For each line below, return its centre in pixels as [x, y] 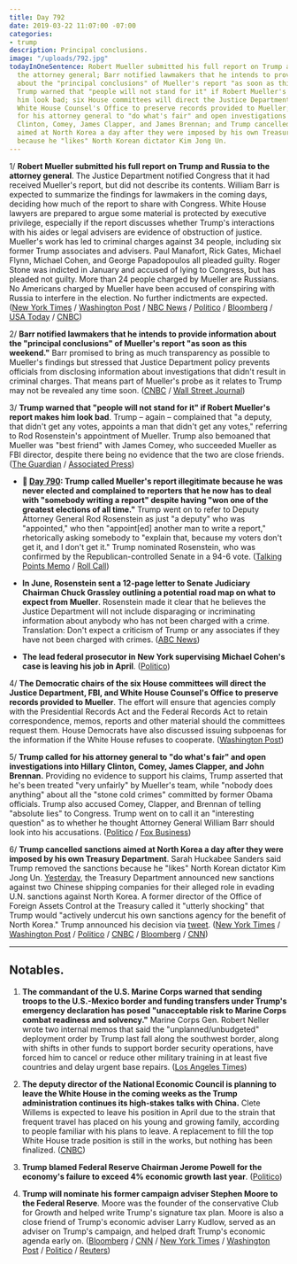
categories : [31, 34]
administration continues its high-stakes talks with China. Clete [141, 1103]
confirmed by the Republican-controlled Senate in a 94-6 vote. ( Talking [152, 556]
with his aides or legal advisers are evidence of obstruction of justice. [136, 232]
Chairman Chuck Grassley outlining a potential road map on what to [148, 592]
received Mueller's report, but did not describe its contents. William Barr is [145, 185]
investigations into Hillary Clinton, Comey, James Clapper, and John [137, 766]
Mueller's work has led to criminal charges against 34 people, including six [145, 241]
